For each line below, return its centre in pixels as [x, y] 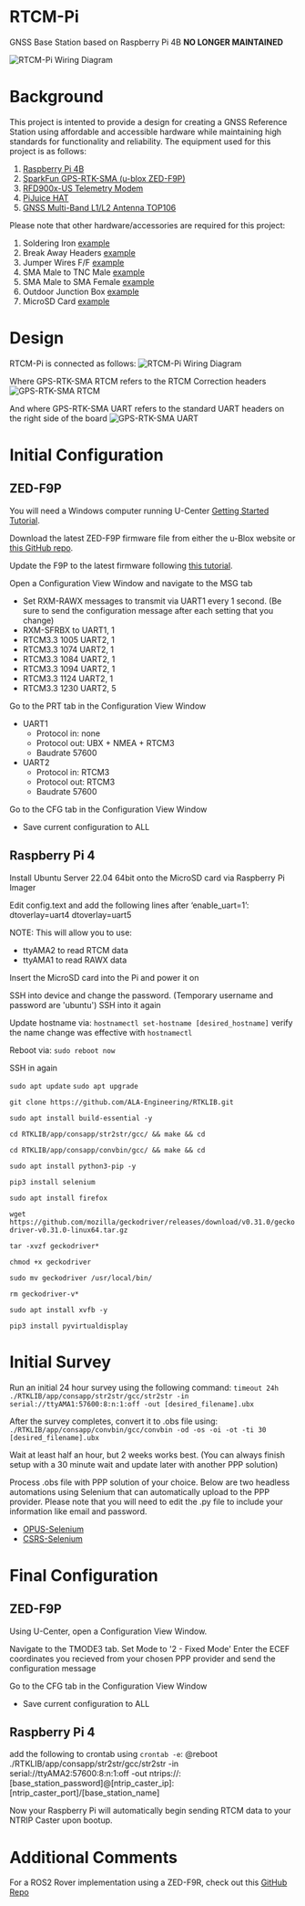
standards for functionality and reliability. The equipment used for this [140, 141]
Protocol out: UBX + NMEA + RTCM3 [105, 742]
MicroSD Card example [66, 301]
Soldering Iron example [66, 243]
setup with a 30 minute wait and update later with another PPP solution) [144, 1464]
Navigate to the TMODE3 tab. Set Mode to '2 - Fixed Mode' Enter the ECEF [150, 1648]
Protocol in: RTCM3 [73, 772]
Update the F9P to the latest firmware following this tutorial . [122, 565]
